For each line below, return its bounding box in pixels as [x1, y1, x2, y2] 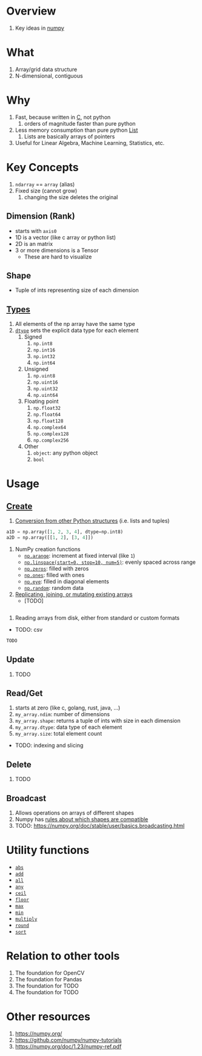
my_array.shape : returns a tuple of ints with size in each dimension [15, 717, 181, 725]
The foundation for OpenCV [15, 969, 85, 976]
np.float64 [33, 411, 61, 418]
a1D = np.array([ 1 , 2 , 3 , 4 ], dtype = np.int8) [6, 529, 123, 535]
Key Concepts [6, 161, 79, 174]
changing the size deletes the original [24, 193, 118, 201]
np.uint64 [33, 393, 58, 399]
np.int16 [33, 347, 56, 353]
